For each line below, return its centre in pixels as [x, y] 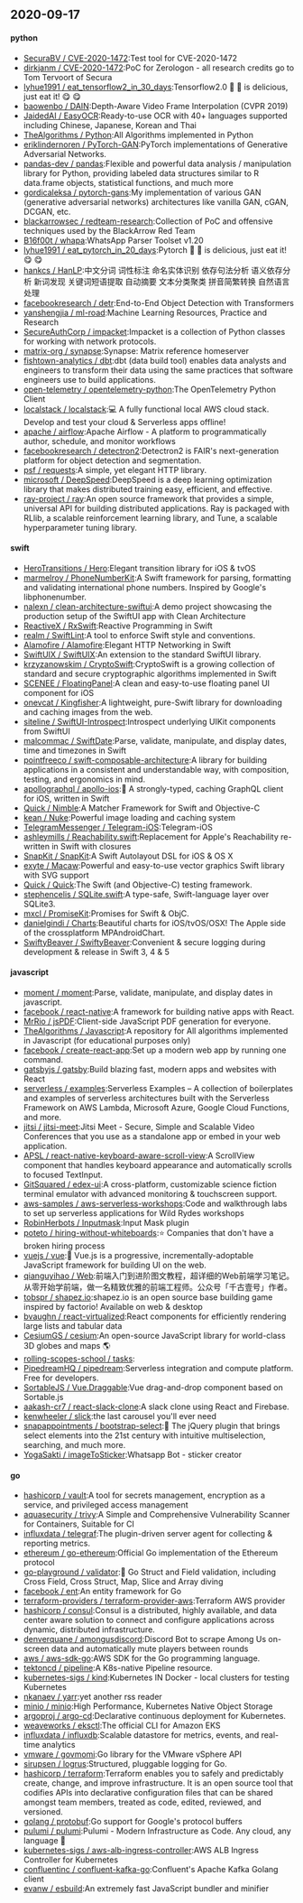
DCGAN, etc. [47, 211]
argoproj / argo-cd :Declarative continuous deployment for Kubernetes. [155, 1716]
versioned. [43, 1812]
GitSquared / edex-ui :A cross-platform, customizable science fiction [150, 1184]
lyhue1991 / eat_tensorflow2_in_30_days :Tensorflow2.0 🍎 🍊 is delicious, [156, 87]
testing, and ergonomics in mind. [84, 779]
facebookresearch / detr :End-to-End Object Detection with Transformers [158, 302]
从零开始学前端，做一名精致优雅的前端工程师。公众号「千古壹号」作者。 [157, 1287]
